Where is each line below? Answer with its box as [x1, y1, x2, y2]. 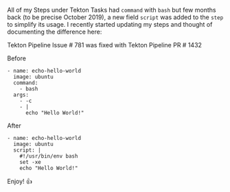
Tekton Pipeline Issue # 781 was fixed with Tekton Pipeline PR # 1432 [7, 41, 203, 49]
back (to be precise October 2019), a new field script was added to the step [7, 13, 224, 21]
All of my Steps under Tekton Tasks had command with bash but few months [7, 6, 216, 14]
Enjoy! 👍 [7, 178, 33, 185]
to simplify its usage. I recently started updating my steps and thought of [7, 21, 213, 28]
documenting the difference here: [7, 27, 102, 36]
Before [7, 54, 26, 62]
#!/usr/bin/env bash [19, 153, 78, 160]
